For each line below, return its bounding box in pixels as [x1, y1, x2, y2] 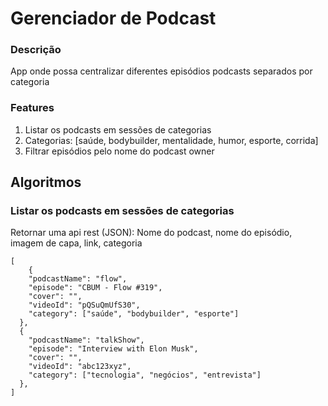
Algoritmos [10, 174, 82, 191]
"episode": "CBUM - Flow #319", [28, 283, 163, 293]
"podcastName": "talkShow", [28, 335, 145, 346]
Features [10, 101, 55, 115]
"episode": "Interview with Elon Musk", [28, 344, 199, 354]
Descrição [10, 43, 62, 57]
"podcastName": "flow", [28, 274, 128, 284]
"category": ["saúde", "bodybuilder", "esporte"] [28, 309, 240, 319]
